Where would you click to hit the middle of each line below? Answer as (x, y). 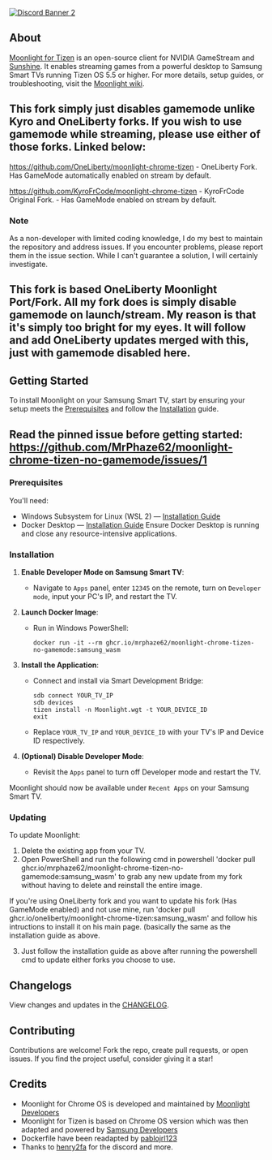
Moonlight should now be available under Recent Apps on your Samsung (129, 788)
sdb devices (53, 703)
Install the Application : (60, 665)
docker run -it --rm (68, 643)
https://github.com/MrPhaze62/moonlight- (121, 447)
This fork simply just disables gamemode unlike (132, 109)
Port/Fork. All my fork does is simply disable (123, 302)
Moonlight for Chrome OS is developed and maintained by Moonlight (135, 1103)
